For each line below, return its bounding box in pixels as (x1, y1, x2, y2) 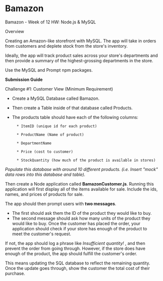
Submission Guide (5, 76, 43, 82)
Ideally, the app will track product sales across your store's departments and (5, 52, 158, 58)
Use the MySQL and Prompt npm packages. (5, 67, 93, 73)
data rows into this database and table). (5, 171, 86, 177)
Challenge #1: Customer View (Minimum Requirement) (5, 86, 113, 92)
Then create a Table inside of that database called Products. (12, 105, 133, 111)
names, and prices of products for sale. (5, 191, 84, 197)
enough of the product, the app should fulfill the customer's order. (5, 250, 137, 256)
